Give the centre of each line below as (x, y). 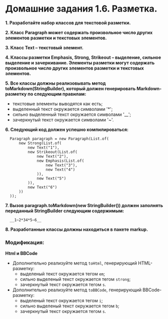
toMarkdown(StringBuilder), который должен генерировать (70, 88)
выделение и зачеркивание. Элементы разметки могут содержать (80, 62)
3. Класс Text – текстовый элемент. (45, 47)
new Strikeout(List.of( (53, 152)
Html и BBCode (21, 253)
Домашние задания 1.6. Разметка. (81, 9)
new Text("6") (42, 187)
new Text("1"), (43, 147)
